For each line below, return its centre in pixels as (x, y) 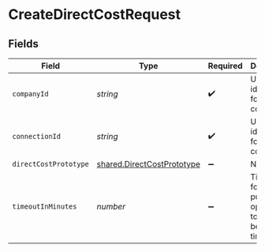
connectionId (37, 136)
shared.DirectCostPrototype (149, 164)
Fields (24, 44)
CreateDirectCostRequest (95, 15)
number (111, 207)
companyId (30, 94)
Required (225, 66)
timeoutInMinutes (45, 207)
